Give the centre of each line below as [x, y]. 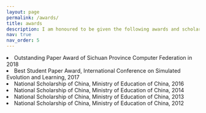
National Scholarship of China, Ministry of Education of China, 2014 [99, 90]
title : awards [25, 23]
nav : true [19, 35]
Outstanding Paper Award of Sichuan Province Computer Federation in [103, 58]
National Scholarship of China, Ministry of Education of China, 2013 [99, 97]
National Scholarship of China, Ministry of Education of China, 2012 [99, 103]
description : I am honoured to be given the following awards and [93, 29]
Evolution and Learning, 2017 [43, 77]
